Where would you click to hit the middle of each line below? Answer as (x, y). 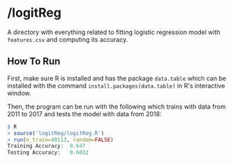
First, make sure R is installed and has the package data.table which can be (117, 78)
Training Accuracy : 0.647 (46, 146)
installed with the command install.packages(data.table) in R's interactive (116, 86)
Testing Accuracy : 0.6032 (48, 153)
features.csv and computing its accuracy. (68, 39)
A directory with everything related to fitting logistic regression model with (114, 32)
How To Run (34, 62)
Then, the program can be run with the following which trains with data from (117, 107)
